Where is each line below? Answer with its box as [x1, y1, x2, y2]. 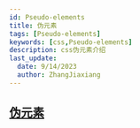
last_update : [9, 54, 58, 63]
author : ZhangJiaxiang [17, 71, 101, 79]
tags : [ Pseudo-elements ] [9, 29, 101, 38]
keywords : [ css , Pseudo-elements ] [9, 37, 133, 47]
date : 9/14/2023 [17, 63, 77, 72]
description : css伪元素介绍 [9, 46, 106, 55]
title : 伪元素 [9, 21, 58, 30]
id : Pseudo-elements [9, 12, 86, 22]
